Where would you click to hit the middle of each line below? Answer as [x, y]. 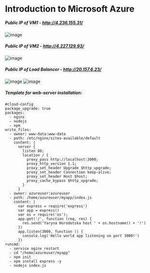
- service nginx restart [34, 249]
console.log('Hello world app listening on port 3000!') [81, 236]
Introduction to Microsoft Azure [70, 9]
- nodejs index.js [28, 266]
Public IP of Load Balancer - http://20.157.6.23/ [53, 69]
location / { [36, 155]
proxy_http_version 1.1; [52, 164]
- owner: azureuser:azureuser [40, 193]
